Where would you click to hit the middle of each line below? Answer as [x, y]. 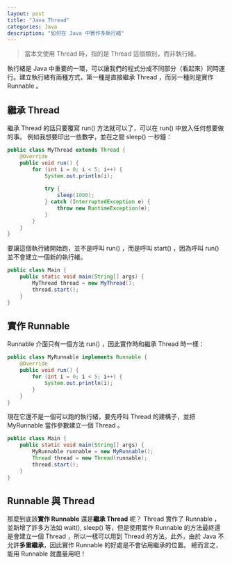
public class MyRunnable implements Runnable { [77, 357]
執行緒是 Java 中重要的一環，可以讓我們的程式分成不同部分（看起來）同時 [113, 69]
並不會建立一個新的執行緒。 [47, 257]
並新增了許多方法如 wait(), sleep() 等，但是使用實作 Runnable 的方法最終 [111, 528]
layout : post [26, 14]
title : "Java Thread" [39, 20]
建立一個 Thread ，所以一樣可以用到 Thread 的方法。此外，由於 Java [118, 536]
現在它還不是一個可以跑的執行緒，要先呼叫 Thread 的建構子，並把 [101, 417]
